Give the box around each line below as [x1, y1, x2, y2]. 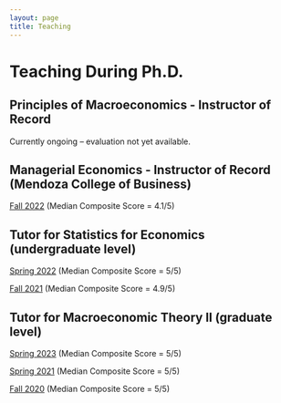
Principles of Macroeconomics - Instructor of [9, 98, 272, 113]
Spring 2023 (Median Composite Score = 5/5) [9, 347, 182, 358]
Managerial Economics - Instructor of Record [9, 161, 271, 178]
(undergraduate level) [9, 241, 137, 256]
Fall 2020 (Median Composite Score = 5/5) [9, 383, 171, 394]
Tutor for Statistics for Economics [9, 227, 205, 243]
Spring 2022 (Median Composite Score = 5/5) [9, 265, 182, 276]
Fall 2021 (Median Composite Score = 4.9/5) [9, 284, 176, 294]
